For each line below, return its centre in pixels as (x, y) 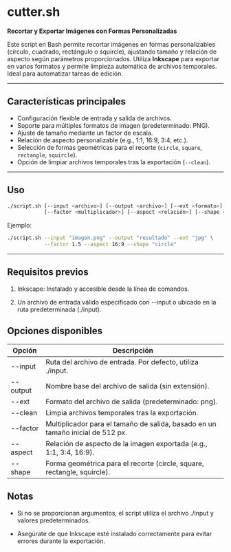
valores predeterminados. (54, 520)
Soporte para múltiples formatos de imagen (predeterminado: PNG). (113, 125)
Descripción (133, 350)
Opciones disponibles (55, 331)
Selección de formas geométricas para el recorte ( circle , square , (110, 147)
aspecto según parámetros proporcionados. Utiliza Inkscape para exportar (113, 58)
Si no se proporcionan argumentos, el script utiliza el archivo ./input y (115, 513)
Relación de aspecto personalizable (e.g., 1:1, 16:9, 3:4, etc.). (102, 140)
